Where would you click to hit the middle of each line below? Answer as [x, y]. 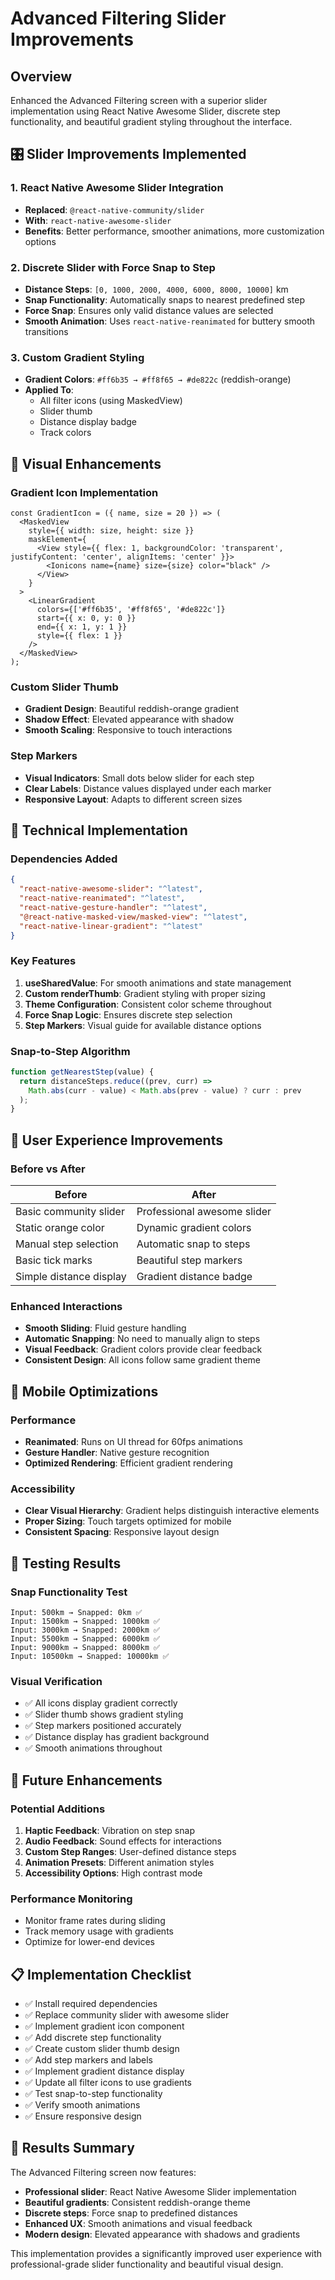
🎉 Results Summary [72, 2148]
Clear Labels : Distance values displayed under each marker [148, 788]
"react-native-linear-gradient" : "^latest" [111, 926]
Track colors [65, 433]
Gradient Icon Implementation [84, 492]
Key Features [43, 961]
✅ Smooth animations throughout [93, 1748]
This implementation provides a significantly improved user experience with [166, 2253]
